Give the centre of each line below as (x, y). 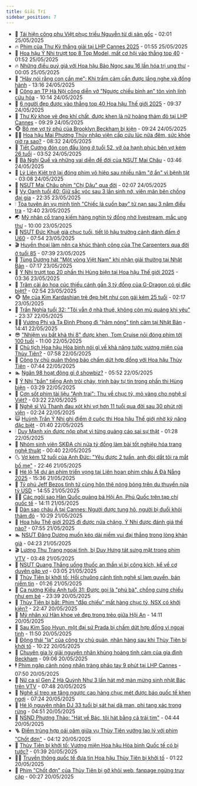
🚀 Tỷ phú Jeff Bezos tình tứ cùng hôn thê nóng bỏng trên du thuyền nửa (102, 484)
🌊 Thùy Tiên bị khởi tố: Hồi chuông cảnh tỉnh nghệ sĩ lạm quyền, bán (97, 577)
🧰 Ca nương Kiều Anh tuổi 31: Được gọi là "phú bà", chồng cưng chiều (99, 590)
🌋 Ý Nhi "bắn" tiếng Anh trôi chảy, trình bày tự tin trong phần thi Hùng (99, 381)
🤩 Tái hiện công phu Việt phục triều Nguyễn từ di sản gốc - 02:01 (93, 34)
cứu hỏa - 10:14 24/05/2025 (49, 97)
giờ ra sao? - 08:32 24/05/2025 (53, 141)
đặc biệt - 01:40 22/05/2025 (49, 425)
